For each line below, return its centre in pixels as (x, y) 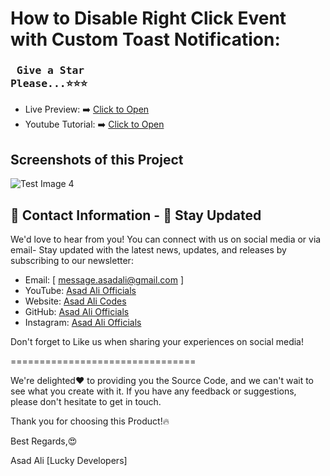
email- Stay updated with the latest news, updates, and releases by (148, 250)
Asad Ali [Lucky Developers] (69, 461)
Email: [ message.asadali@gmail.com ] (104, 280)
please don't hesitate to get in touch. (86, 402)
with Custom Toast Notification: (145, 39)
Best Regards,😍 (44, 441)
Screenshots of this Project (97, 159)
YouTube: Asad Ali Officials (80, 291)
